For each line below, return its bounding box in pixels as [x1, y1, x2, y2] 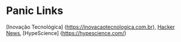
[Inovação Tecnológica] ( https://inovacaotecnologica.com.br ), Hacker [6, 23, 175, 30]
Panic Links [6, 4, 63, 17]
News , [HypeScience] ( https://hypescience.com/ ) [6, 29, 126, 36]
